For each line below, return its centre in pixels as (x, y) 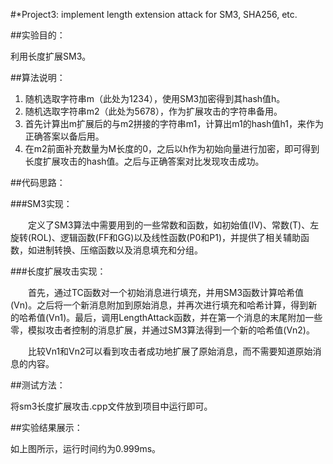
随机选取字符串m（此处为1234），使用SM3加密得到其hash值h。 (155, 98)
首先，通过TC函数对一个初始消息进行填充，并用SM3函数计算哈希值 (166, 292)
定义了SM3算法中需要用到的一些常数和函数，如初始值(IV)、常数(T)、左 (174, 225)
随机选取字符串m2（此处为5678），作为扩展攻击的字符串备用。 (153, 111)
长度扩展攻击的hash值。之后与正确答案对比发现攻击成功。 (144, 161)
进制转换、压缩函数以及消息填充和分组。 (119, 250)
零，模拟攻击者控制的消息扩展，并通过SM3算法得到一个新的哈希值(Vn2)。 (162, 330)
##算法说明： (38, 77)
